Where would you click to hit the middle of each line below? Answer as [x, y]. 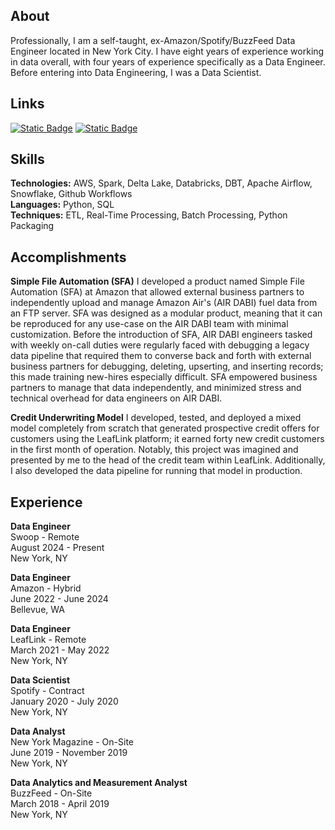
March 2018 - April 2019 [60, 804]
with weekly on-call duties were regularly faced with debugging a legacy [160, 345]
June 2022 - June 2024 [59, 599]
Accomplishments [68, 257]
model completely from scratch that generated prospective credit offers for [165, 428]
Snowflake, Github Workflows [71, 194]
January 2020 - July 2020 [64, 701]
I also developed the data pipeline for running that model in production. [156, 471]
